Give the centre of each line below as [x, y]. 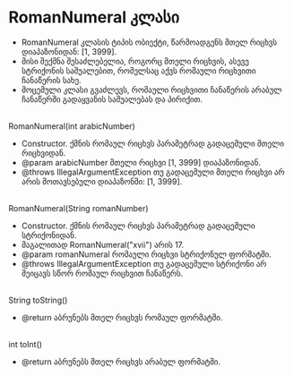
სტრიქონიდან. [49, 235]
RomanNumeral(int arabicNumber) [72, 126]
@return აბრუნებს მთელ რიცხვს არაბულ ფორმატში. [121, 362]
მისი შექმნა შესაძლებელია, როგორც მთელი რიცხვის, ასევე [135, 61]
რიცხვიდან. [43, 153]
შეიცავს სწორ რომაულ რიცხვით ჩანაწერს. [102, 273]
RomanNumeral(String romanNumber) [78, 208]
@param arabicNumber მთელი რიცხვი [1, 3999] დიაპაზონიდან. [141, 162]
